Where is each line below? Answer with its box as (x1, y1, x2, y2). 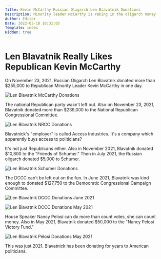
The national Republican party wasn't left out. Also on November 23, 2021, (5, 101, 155, 108)
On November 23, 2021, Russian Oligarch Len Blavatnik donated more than (5, 77, 155, 83)
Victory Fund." (5, 224, 34, 230)
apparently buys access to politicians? (5, 136, 82, 142)
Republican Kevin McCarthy (5, 62, 121, 72)
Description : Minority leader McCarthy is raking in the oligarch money (5, 12, 156, 17)
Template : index (5, 25, 38, 30)
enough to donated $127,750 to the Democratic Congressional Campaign (5, 180, 151, 186)
